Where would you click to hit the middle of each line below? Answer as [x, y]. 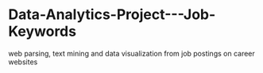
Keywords [43, 31]
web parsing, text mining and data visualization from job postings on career [132, 53]
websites [23, 62]
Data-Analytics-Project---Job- [112, 15]
